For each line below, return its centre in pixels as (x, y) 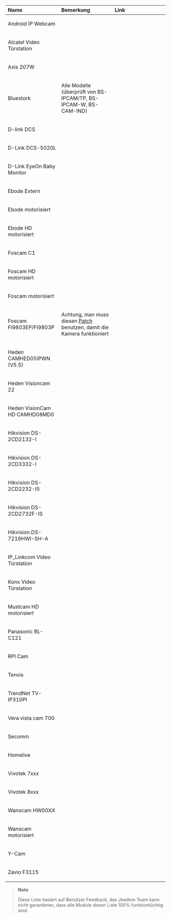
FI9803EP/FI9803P (31, 327)
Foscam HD (22, 271)
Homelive (19, 755)
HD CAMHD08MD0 (31, 414)
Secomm (19, 736)
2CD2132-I (22, 439)
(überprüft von (79, 92)
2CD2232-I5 (24, 489)
